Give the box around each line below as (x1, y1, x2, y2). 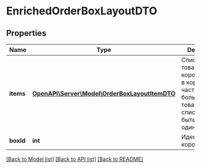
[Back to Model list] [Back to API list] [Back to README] (6, 155, 144, 163)
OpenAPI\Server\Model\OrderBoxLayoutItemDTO (32, 90, 176, 97)
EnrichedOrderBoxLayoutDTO (6, 4, 157, 18)
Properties (6, 28, 47, 38)
